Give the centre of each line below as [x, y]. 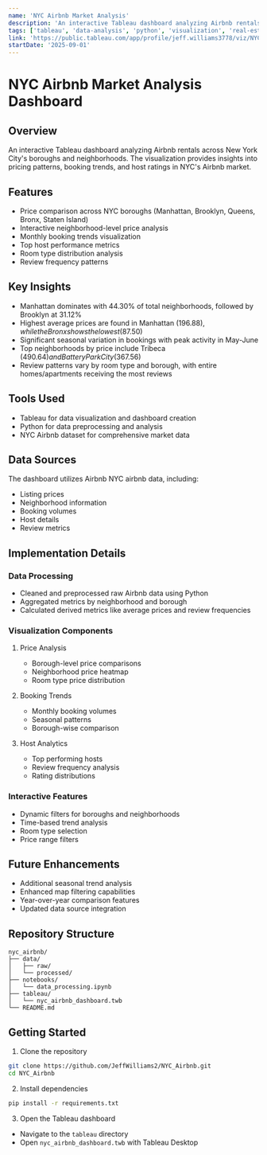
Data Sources [43, 460]
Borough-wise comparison [75, 728]
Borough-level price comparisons [86, 663]
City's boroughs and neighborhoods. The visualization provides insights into [133, 158]
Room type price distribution [78, 681]
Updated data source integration [73, 909]
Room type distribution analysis [71, 253]
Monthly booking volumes [74, 711]
